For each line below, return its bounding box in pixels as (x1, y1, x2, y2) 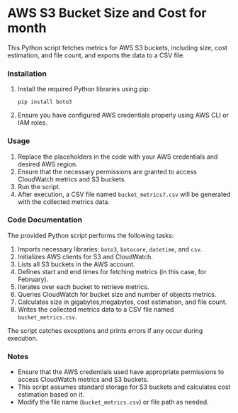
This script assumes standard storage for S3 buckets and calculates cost (17, 383, 231, 391)
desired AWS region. (17, 159, 78, 168)
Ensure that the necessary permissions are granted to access (17, 167, 197, 176)
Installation (7, 69, 47, 79)
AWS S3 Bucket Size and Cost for (7, 5, 207, 21)
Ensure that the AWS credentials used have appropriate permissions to (17, 368, 225, 376)
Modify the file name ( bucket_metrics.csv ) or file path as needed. (17, 398, 209, 407)
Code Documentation (7, 215, 83, 225)
